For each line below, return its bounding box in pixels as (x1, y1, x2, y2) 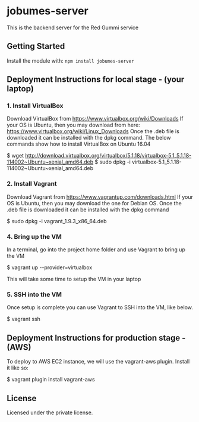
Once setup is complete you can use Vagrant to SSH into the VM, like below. (7, 304, 194, 311)
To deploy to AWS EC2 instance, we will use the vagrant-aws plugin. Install (7, 358, 190, 365)
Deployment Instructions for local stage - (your (7, 75, 185, 85)
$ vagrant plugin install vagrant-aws (7, 376, 95, 383)
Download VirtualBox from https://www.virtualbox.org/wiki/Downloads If (7, 115, 184, 122)
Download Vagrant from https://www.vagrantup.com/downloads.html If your (7, 193, 194, 201)
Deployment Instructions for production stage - (7, 332, 186, 343)
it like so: (7, 364, 29, 371)
